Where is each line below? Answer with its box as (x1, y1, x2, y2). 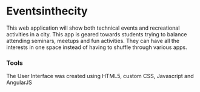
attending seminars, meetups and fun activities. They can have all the (6, 37, 180, 44)
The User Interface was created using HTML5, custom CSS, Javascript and (6, 73, 194, 80)
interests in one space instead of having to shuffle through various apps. (6, 44, 188, 51)
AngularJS (6, 79, 32, 86)
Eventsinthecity (6, 4, 88, 18)
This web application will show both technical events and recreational (6, 24, 180, 31)
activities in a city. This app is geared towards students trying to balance (6, 30, 187, 38)
